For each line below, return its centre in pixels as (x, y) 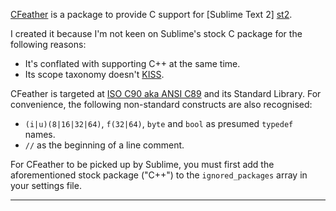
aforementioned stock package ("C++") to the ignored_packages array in (159, 175)
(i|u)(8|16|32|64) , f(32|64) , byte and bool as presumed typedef (159, 123)
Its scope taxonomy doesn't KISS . (94, 74)
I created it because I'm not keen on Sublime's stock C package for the (156, 33)
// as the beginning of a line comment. (104, 145)
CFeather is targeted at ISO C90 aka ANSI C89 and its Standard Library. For (166, 93)
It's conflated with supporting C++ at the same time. (132, 63)
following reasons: (48, 44)
